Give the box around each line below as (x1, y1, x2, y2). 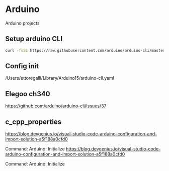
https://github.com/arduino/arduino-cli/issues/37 (5, 103, 107, 109)
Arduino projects (5, 20, 40, 26)
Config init (5, 62, 39, 71)
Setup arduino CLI (5, 35, 63, 43)
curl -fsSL (5, 48, 28, 53)
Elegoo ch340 (5, 89, 50, 98)
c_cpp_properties (5, 117, 62, 126)
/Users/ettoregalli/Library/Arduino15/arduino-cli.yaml (5, 75, 114, 81)
